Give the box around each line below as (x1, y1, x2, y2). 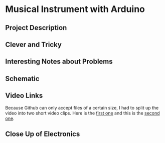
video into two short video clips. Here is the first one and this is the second (5, 110, 160, 116)
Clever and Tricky (5, 40, 62, 48)
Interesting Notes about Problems (5, 57, 113, 66)
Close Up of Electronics (5, 129, 80, 138)
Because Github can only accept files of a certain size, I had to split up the (5, 104, 159, 110)
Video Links (5, 91, 43, 100)
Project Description (5, 23, 67, 32)
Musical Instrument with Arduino (5, 3, 145, 15)
